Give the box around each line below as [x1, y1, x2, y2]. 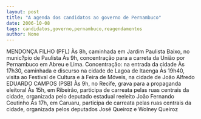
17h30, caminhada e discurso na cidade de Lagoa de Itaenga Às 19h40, [6, 67, 185, 74]
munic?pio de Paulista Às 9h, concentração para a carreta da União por [6, 54, 185, 62]
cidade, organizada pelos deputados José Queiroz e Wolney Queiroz [6, 106, 179, 113]
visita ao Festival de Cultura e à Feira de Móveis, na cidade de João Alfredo [6, 74, 196, 81]
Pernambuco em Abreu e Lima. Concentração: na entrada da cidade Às [6, 61, 185, 68]
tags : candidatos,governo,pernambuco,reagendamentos [6, 25, 143, 32]
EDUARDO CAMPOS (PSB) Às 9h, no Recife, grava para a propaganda [6, 80, 182, 88]
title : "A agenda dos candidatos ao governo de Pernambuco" [6, 14, 162, 21]
